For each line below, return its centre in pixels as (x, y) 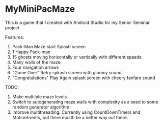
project (12, 27)
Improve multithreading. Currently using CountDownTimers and (76, 112)
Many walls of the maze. (37, 62)
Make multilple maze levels (40, 97)
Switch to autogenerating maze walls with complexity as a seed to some (85, 102)
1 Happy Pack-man (31, 52)
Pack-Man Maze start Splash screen (49, 46)
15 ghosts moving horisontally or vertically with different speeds (77, 57)
